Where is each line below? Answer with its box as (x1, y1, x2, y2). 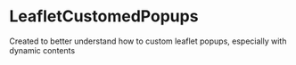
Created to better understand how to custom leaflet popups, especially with (9, 36, 287, 46)
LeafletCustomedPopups (9, 6, 199, 27)
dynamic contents (9, 45, 76, 55)
